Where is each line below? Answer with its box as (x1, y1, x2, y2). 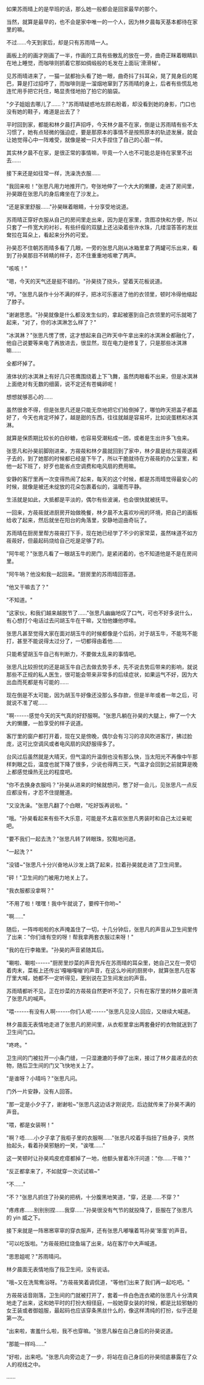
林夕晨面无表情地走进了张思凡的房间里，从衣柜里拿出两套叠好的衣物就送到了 (6, 1021, 198, 1028)
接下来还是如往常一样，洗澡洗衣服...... (6, 170, 101, 176)
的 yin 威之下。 (6, 1214, 44, 1221)
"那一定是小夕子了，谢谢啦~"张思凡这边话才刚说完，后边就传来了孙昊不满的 (6, 1101, 196, 1108)
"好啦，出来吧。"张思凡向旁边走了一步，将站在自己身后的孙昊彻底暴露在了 (6, 1353, 192, 1360)
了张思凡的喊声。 (6, 995, 49, 1002)
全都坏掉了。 (6, 360, 38, 367)
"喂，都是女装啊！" (6, 1122, 55, 1128)
